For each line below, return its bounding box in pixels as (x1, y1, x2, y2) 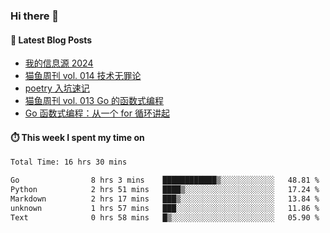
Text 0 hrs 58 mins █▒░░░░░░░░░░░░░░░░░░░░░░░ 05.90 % (10, 212, 320, 223)
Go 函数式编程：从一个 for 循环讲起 (24, 107, 170, 119)
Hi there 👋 (10, 9, 60, 23)
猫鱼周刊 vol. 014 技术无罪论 (24, 70, 142, 82)
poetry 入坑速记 (24, 82, 90, 94)
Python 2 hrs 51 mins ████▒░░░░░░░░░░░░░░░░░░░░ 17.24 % (10, 185, 320, 195)
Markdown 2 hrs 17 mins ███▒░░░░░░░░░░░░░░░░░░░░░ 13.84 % (10, 194, 320, 204)
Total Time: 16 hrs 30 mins (10, 157, 128, 168)
